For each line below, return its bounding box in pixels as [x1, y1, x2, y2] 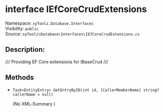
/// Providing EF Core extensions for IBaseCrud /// [5, 59, 109, 65]
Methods [5, 73, 34, 82]
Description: [5, 45, 45, 54]
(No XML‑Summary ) [12, 100, 55, 106]
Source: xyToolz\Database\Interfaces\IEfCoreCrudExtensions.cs [5, 31, 140, 37]
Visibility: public [5, 25, 39, 31]
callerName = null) [12, 92, 54, 97]
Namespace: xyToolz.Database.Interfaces [5, 20, 94, 26]
